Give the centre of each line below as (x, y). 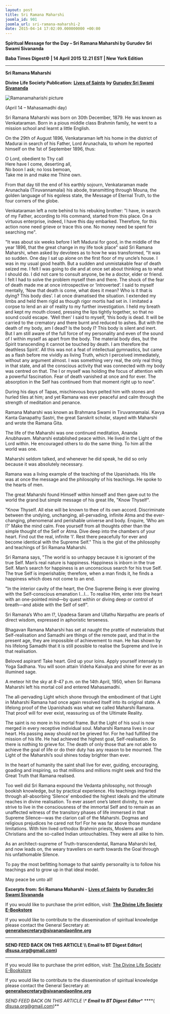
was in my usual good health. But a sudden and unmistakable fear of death (83, 263)
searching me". (21, 232)
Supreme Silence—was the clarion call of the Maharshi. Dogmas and (77, 818)
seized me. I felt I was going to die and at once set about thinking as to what (84, 269)
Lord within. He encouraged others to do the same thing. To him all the (79, 444)
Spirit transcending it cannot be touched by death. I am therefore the (77, 344)
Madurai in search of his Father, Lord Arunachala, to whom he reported (79, 144)
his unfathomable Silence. (32, 854)
